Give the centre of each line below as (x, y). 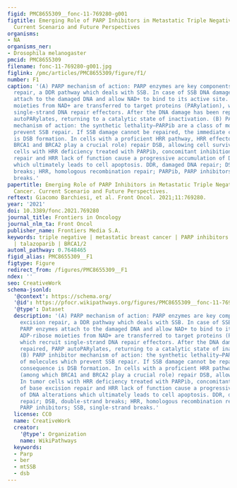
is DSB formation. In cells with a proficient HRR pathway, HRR (110, 138)
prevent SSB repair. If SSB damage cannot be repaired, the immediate (120, 132)
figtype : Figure (31, 263)
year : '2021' (26, 204)
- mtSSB (25, 467)
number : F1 (23, 79)
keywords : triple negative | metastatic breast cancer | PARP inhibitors (118, 237)
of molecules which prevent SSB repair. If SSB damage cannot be (118, 362)
